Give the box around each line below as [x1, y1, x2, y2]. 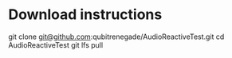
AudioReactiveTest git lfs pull [8, 40, 104, 49]
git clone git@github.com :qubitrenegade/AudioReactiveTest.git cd [8, 32, 225, 41]
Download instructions [8, 6, 163, 24]
